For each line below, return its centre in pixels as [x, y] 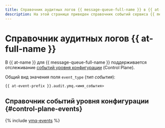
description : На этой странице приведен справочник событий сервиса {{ [80, 14]
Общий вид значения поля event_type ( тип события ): [60, 77]
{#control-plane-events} [44, 109]
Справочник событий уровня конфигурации [77, 101]
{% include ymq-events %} [33, 121]
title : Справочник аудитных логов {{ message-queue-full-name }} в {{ [79, 10]
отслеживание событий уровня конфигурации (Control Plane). [70, 68]
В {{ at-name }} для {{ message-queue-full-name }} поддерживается [76, 62]
